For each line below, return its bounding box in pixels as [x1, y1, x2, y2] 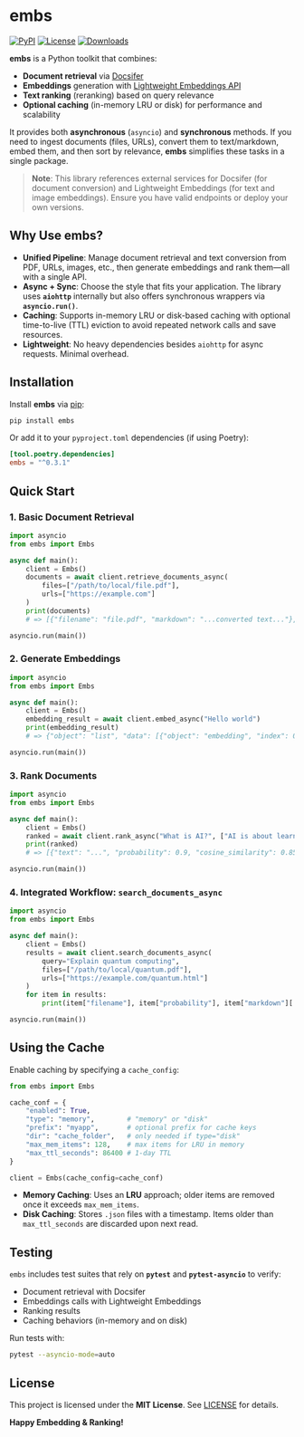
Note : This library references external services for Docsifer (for [31, 173, 268, 184]
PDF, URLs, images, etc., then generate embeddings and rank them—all [22, 262, 290, 273]
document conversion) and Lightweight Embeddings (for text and [31, 182, 276, 193]
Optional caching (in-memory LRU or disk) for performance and [22, 99, 262, 110]
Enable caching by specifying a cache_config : [9, 1064, 179, 1075]
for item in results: [25, 991, 107, 1000]
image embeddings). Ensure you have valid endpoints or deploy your [31, 192, 289, 203]
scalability [22, 109, 61, 120]
